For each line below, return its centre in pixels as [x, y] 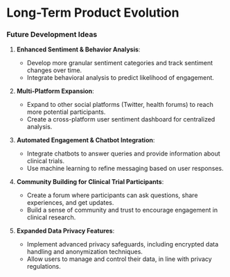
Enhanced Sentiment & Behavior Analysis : [78, 49]
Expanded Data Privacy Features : [65, 231]
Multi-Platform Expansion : [55, 91]
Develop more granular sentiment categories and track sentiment [120, 63]
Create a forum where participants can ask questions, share [112, 195]
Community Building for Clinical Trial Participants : [90, 182]
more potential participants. [66, 112]
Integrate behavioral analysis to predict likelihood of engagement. [120, 78]
